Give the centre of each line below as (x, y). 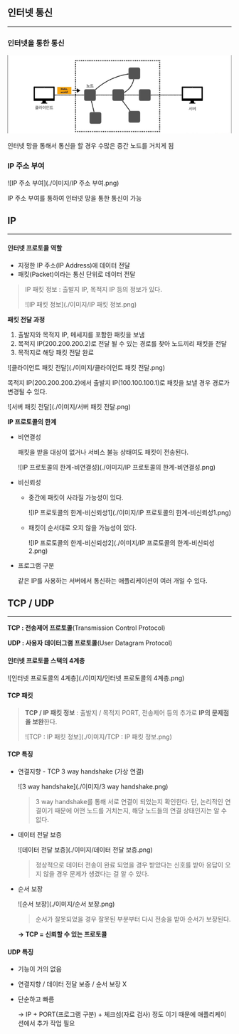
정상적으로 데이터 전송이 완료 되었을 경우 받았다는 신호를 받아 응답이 (129, 865)
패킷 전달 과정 (26, 320)
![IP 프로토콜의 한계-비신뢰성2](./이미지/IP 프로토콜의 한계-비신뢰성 (121, 542)
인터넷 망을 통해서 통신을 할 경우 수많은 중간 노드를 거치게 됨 (91, 146)
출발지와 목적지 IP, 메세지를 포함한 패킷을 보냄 (81, 334)
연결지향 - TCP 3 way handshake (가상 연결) (81, 771)
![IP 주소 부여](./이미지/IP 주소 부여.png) (63, 183)
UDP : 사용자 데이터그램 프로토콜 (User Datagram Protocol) (90, 643)
